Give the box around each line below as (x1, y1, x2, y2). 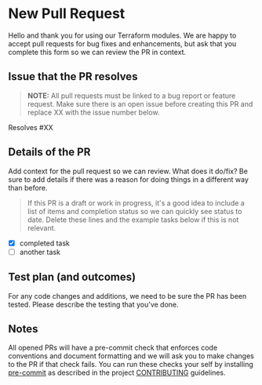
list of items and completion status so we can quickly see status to (27, 206, 242, 216)
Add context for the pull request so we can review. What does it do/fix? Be (8, 166, 249, 176)
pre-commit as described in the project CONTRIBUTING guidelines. (8, 368, 226, 377)
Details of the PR (8, 146, 91, 159)
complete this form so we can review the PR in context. (8, 47, 187, 56)
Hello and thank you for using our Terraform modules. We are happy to (8, 31, 237, 40)
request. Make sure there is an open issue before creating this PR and (27, 99, 253, 108)
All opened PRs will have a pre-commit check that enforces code (8, 343, 218, 353)
